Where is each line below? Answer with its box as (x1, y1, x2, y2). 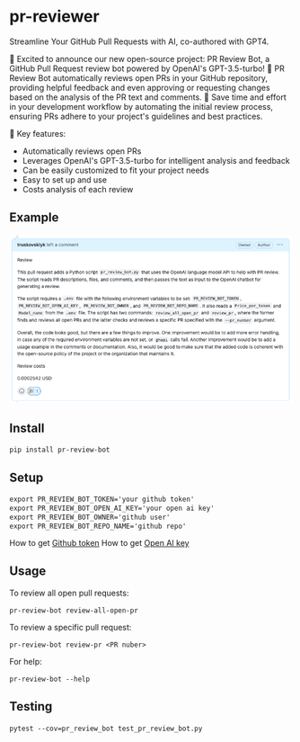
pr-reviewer (9, 6, 101, 27)
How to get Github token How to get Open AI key (9, 538, 190, 549)
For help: (9, 656, 42, 666)
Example (9, 210, 59, 226)
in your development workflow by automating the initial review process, (9, 101, 274, 112)
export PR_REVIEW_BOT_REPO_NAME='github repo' (9, 522, 187, 532)
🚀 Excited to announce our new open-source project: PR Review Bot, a (9, 53, 270, 64)
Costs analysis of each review (22, 183, 134, 194)
